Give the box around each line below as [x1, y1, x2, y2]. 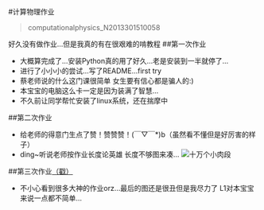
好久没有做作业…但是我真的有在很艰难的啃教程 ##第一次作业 [8, 39, 207, 49]
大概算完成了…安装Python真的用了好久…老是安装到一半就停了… [19, 56, 229, 65]
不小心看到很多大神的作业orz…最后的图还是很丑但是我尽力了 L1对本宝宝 [19, 184, 254, 192]
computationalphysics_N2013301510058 [27, 23, 161, 32]
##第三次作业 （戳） [8, 166, 73, 176]
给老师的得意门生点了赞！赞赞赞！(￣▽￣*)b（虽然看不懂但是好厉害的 [19, 130, 249, 139]
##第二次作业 [8, 113, 52, 122]
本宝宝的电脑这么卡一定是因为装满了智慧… [19, 86, 159, 95]
